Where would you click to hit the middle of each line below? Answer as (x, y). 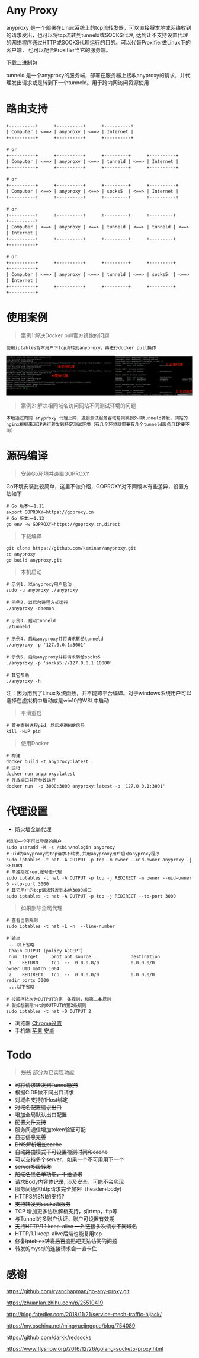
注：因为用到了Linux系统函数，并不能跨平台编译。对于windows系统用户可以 (99, 693)
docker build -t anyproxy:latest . (50, 761)
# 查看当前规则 (22, 920)
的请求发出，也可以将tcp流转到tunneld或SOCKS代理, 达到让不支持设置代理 (97, 35)
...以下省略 (22, 987)
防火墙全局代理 (33, 829)
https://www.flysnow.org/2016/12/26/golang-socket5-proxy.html (85, 1349)
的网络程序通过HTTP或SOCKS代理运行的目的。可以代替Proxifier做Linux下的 (99, 42)
